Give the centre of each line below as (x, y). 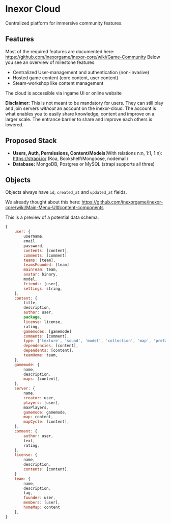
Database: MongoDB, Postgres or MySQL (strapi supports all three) (84, 164)
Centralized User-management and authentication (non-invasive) (81, 72)
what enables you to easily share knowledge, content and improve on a (80, 113)
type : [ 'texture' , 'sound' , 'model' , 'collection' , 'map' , (88, 341)
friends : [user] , (42, 284)
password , (34, 246)
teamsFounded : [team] (47, 265)
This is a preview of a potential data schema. (52, 217)
